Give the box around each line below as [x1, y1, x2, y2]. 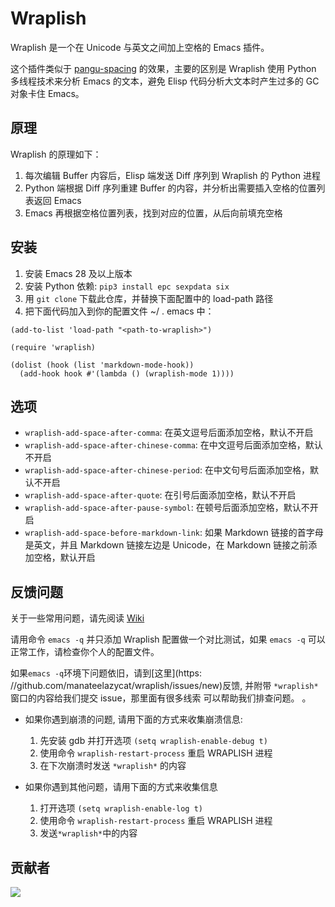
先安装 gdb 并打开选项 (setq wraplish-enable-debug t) [39, 735, 268, 747]
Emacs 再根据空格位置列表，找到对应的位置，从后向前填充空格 [24, 207, 283, 219]
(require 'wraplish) [10, 342, 97, 352]
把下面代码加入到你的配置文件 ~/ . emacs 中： [24, 305, 215, 317]
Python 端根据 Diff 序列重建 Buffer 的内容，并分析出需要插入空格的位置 [24, 182, 317, 194]
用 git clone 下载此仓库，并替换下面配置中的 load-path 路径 [24, 292, 274, 304]
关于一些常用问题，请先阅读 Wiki [10, 612, 145, 624]
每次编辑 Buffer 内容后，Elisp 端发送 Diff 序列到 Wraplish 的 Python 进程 [24, 169, 321, 181]
